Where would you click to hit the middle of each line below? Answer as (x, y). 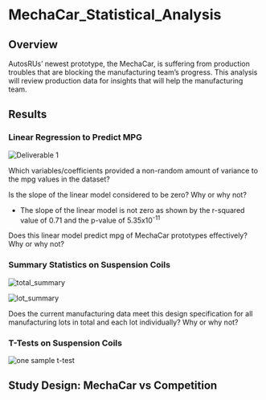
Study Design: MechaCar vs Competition (113, 386)
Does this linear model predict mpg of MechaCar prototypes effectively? (128, 235)
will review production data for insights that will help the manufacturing (126, 81)
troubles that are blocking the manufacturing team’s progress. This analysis (133, 72)
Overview (33, 45)
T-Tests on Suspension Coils (65, 343)
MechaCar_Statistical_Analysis (115, 15)
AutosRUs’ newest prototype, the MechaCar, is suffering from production (129, 63)
